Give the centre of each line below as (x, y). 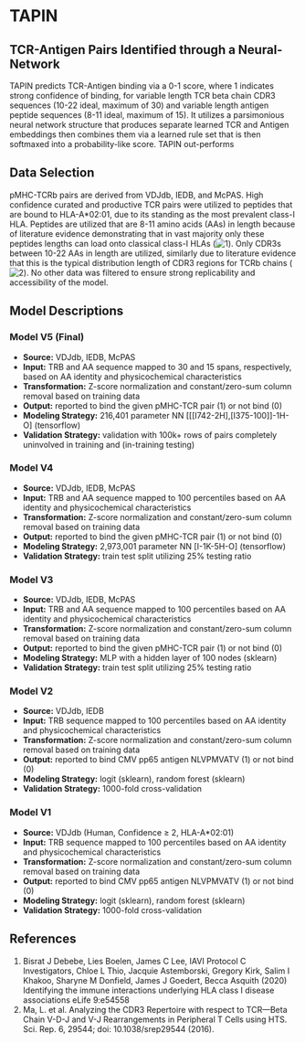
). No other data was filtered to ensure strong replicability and (139, 272)
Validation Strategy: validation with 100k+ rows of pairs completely (150, 434)
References (43, 939)
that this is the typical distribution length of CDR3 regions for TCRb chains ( (151, 262)
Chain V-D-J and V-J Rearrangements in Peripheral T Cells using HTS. (155, 1019)
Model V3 (32, 580)
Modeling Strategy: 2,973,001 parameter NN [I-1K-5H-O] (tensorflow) (154, 546)
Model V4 (32, 468)
